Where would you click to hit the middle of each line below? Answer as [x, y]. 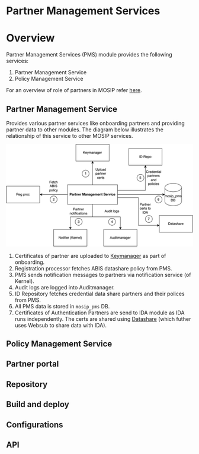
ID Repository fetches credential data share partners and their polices [99, 294]
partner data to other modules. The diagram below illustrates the [85, 130]
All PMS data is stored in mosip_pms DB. [62, 306]
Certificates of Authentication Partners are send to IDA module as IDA [99, 313]
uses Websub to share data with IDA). [61, 325]
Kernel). [24, 281]
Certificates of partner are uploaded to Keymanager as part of [90, 256]
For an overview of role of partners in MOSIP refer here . [74, 90]
